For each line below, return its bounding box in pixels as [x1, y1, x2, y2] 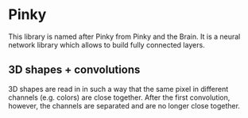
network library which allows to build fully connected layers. [8, 40, 205, 49]
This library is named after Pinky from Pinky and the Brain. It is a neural [8, 32, 241, 41]
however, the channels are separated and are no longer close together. [8, 101, 241, 110]
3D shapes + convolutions [8, 63, 141, 77]
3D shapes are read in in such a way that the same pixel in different [8, 84, 229, 93]
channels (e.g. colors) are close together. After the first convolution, [8, 93, 231, 102]
